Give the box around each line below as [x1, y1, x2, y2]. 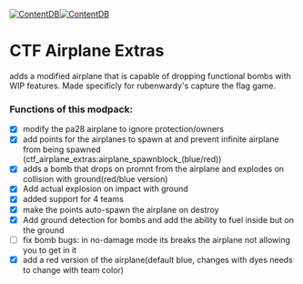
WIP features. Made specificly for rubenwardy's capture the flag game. [9, 80, 277, 91]
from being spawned [22, 144, 101, 155]
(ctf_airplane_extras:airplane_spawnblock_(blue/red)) [22, 154, 222, 165]
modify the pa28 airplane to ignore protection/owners [22, 124, 225, 135]
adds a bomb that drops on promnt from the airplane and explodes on [22, 164, 285, 175]
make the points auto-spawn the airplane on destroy [22, 204, 220, 215]
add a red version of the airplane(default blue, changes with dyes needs [22, 254, 293, 265]
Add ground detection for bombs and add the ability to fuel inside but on [22, 214, 294, 225]
